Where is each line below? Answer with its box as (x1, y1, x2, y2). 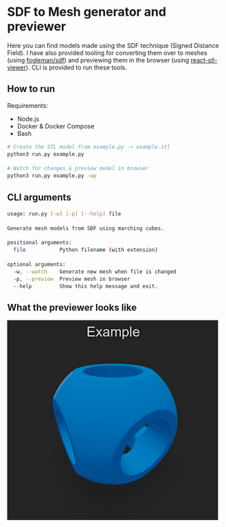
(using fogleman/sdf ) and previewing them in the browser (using (7, 56, 190, 64)
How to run (7, 83, 56, 95)
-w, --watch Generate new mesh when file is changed (13, 268, 177, 275)
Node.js (16, 115, 40, 123)
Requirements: (7, 101, 48, 110)
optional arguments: (7, 261, 67, 268)
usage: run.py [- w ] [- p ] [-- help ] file (7, 210, 122, 217)
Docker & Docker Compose (16, 121, 95, 130)
